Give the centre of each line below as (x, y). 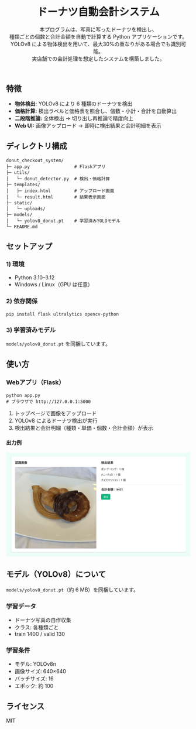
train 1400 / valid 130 (40, 634)
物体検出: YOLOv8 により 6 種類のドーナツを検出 (73, 104)
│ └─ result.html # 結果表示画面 (56, 197)
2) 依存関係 (22, 301)
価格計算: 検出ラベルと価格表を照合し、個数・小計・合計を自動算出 (96, 111)
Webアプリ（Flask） (36, 382)
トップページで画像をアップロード (56, 413)
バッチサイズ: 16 (34, 679)
